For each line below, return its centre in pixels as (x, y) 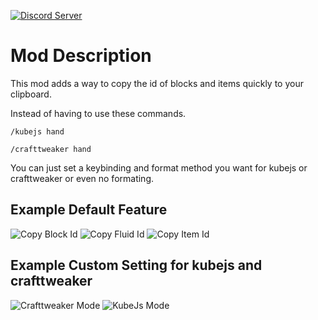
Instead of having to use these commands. (98, 113)
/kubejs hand (37, 131)
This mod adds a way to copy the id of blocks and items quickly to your (157, 83)
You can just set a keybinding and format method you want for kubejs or (159, 167)
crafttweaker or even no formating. (82, 178)
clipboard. (31, 94)
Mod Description (81, 56)
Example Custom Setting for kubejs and (136, 265)
